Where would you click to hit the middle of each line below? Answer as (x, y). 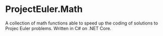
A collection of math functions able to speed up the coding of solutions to (82, 23)
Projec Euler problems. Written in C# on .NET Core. (58, 28)
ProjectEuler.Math (44, 9)
